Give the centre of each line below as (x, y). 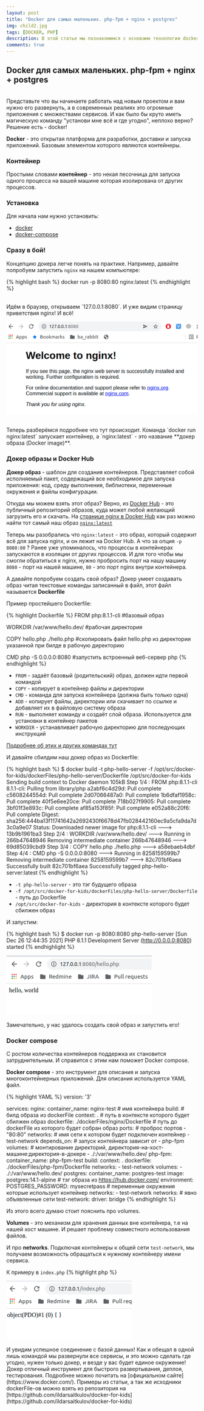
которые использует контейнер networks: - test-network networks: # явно (102, 1193)
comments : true (25, 45)
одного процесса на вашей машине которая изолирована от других (95, 181)
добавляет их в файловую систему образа (70, 708)
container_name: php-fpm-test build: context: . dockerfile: (79, 1161)
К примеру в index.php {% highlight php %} (62, 1272)
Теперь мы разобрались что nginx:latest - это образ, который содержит (102, 534)
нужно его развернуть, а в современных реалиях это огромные (90, 107)
